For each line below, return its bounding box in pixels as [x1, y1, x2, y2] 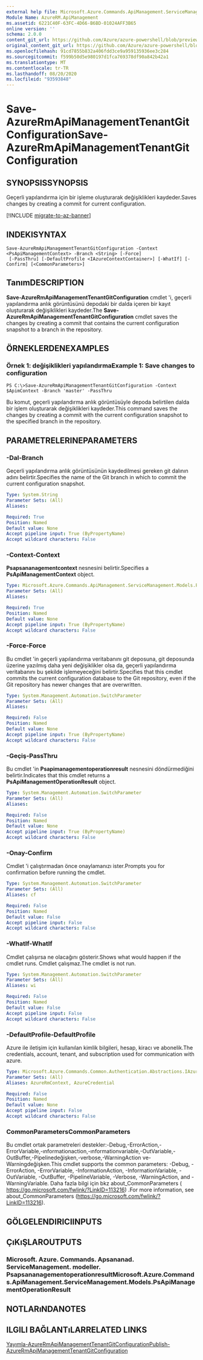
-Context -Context [6, 551, 60, 559]
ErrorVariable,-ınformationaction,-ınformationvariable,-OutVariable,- [6, 1148, 176, 1155]
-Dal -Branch [6, 453, 43, 462]
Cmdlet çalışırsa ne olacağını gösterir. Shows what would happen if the [6, 953, 181, 960]
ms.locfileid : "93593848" [6, 76, 71, 82]
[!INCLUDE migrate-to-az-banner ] [6, 212, 91, 219]
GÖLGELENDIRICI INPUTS [6, 1216, 103, 1227]
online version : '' [6, 25, 56, 32]
